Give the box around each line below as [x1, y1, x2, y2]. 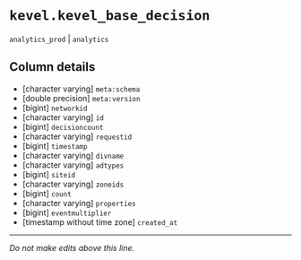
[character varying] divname [21, 150, 125, 160]
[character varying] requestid [21, 131, 133, 142]
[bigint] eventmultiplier [21, 207, 112, 218]
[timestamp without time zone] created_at [21, 216, 178, 227]
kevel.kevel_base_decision [9, 7, 211, 24]
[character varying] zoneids [21, 178, 125, 189]
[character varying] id [21, 111, 105, 123]
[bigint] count [21, 187, 72, 199]
